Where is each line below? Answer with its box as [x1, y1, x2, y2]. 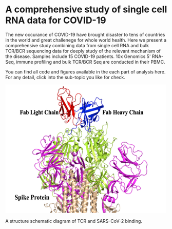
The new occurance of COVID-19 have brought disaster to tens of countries [5, 31, 165, 37]
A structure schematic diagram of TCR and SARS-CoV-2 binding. [5, 218, 143, 224]
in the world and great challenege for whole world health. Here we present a [5, 37, 167, 43]
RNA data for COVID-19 [5, 14, 106, 26]
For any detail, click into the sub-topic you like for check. [5, 74, 126, 80]
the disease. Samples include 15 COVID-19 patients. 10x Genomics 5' [5, 53, 151, 60]
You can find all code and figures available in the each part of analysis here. [5, 68, 166, 75]
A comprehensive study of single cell [5, 4, 167, 15]
